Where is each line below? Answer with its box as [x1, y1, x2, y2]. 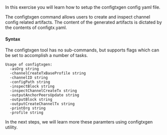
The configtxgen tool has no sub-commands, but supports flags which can [5, 47, 159, 53]
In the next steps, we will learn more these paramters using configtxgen [5, 119, 153, 125]
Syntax [5, 36, 20, 42]
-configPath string [9, 79, 50, 84]
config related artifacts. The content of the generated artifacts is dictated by [5, 19, 162, 25]
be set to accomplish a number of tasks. [5, 52, 88, 58]
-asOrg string [9, 66, 39, 71]
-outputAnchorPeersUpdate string [9, 92, 79, 98]
